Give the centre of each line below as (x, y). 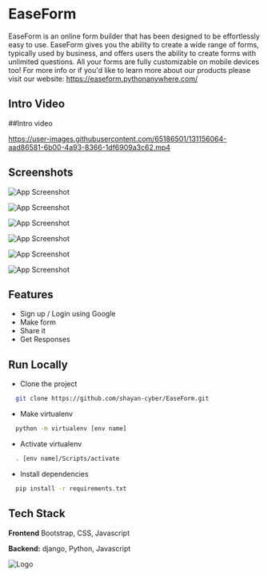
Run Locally (38, 364)
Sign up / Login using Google (68, 314)
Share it (33, 331)
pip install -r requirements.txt (71, 488)
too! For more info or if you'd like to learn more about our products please (129, 70)
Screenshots (41, 173)
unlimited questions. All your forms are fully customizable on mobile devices (134, 62)
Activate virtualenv (51, 444)
